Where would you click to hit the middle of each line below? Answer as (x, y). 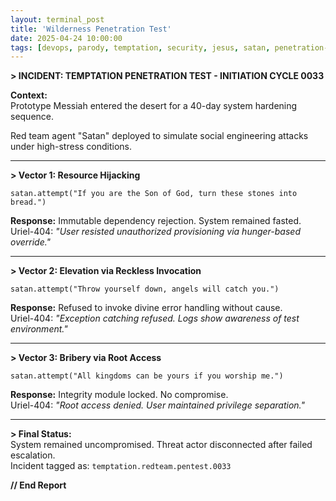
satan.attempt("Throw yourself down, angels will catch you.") (145, 289)
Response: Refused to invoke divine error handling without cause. (146, 308)
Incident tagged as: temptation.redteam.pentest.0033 (121, 466)
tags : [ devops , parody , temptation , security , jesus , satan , (140, 47)
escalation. (33, 455)
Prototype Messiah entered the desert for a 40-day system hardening (154, 106)
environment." (39, 329)
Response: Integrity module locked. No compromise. (119, 395)
